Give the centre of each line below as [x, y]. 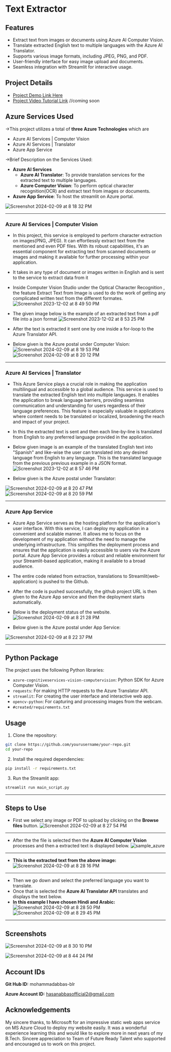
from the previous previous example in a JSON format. [70, 463]
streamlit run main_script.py [37, 787]
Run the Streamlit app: [36, 778]
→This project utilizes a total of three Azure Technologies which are [77, 129]
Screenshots [26, 934]
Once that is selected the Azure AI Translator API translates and [80, 891]
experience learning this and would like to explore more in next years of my [84, 1033]
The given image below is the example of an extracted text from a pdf [86, 313]
